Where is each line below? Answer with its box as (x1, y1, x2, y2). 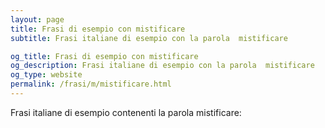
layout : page (10, 14, 65, 25)
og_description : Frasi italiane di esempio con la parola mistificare (10, 61, 315, 71)
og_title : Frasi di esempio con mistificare (10, 51, 199, 61)
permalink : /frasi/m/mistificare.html (10, 79, 172, 90)
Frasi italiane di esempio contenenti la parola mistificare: (10, 106, 242, 118)
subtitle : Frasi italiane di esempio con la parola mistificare (10, 33, 288, 43)
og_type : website (10, 70, 83, 80)
